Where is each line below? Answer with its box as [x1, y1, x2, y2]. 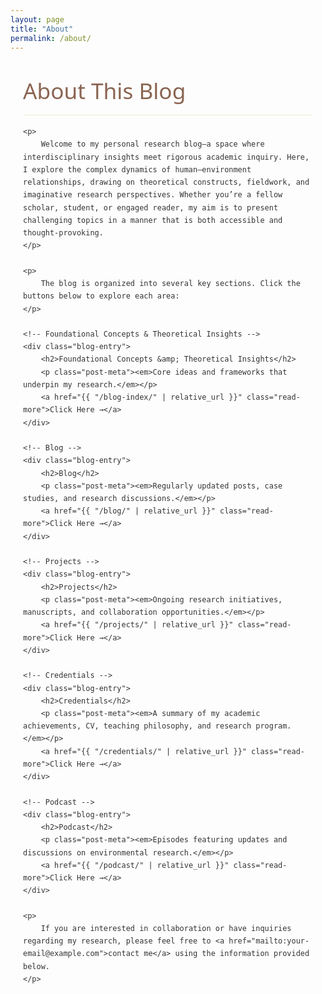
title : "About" [10, 24, 74, 34]
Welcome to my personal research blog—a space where [40, 139, 265, 150]
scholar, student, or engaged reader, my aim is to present [23, 202, 279, 213]
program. [255, 721, 292, 731]
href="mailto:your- [228, 936, 310, 946]
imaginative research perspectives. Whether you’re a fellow [23, 190, 283, 200]
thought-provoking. [23, 228, 104, 238]
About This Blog [23, 75, 187, 106]
